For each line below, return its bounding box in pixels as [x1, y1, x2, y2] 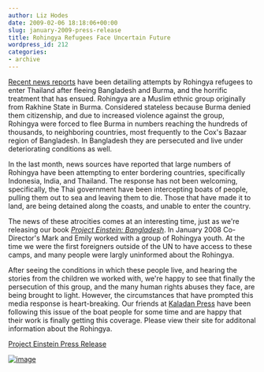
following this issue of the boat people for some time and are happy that [8, 307, 242, 316]
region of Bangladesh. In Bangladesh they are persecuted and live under [8, 136, 244, 145]
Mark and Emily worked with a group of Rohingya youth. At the [42, 233, 246, 243]
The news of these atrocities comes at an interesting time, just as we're [8, 216, 240, 225]
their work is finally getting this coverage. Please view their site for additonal [8, 315, 256, 325]
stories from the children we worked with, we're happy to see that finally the [8, 273, 255, 283]
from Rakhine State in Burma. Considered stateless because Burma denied [8, 102, 251, 111]
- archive [8, 56, 41, 64]
